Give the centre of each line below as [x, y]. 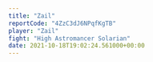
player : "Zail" [34, 31]
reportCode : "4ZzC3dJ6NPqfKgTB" [62, 23]
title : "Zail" [32, 16]
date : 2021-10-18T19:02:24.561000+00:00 [77, 46]
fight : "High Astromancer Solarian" [69, 38]
